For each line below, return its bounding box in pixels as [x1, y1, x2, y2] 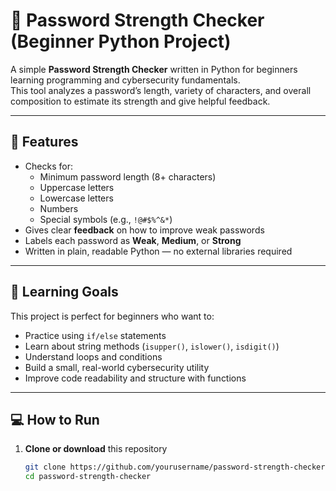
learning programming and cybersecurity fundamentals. [10, 74, 241, 86]
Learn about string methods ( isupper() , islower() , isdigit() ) [24, 340, 280, 352]
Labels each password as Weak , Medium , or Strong [24, 234, 242, 246]
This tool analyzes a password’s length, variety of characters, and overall [10, 84, 312, 96]
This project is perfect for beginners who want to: [10, 310, 215, 322]
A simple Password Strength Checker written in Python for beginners [10, 63, 298, 75]
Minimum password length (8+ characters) [39, 170, 217, 183]
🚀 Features [10, 134, 79, 151]
